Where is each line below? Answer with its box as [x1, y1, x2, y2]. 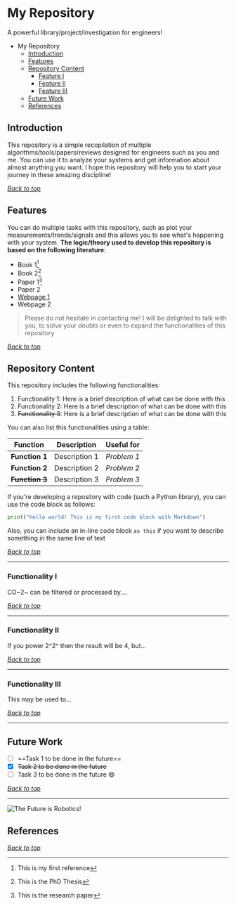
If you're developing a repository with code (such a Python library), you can [7, 493, 226, 501]
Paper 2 [17, 285, 41, 293]
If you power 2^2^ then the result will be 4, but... [7, 641, 147, 649]
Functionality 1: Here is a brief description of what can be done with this [17, 395, 225, 403]
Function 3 [11, 474, 48, 484]
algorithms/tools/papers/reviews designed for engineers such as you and [7, 148, 220, 156]
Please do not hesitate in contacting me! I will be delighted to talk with [24, 313, 227, 322]
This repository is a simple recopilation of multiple [7, 141, 152, 149]
